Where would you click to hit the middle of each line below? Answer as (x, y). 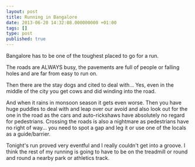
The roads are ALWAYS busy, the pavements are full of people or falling (93, 67)
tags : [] (17, 28)
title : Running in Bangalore (42, 17)
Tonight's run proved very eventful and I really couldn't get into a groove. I (96, 145)
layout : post (22, 12)
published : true (26, 39)
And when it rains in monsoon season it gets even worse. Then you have (94, 103)
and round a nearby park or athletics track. (58, 158)
